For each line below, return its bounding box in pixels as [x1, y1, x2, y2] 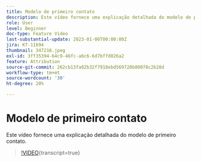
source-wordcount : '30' [6, 75, 66, 81]
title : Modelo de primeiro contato [6, 8, 95, 15]
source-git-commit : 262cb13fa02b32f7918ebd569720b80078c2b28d [6, 64, 165, 70]
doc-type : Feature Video [6, 31, 68, 37]
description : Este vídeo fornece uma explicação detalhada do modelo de [6, 14, 191, 20]
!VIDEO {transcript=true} [20, 149, 81, 156]
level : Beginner [6, 25, 47, 32]
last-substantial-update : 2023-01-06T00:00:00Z [6, 36, 127, 42]
